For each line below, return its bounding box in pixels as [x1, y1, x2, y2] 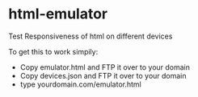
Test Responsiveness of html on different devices [8, 31, 173, 41]
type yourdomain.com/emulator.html [19, 79, 141, 89]
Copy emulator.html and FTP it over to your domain [19, 62, 191, 72]
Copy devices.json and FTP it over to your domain [19, 71, 187, 80]
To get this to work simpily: [8, 46, 99, 56]
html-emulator [8, 5, 107, 23]
